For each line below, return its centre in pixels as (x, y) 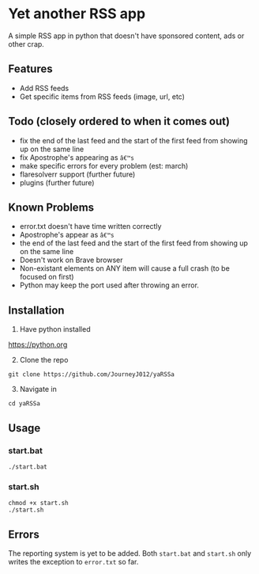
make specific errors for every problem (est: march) (104, 165)
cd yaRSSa (24, 404)
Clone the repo (44, 360)
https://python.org (38, 344)
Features (30, 69)
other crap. (26, 44)
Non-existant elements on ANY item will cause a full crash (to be (125, 268)
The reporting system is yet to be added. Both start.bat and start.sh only (130, 553)
